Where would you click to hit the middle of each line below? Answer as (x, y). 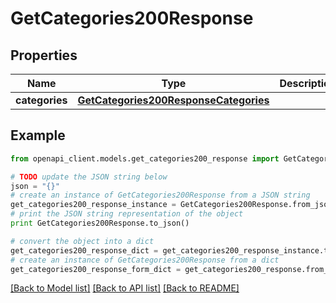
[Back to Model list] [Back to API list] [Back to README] (125, 288)
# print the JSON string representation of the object (127, 214)
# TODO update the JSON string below (89, 177)
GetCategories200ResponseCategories (173, 100)
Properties (44, 55)
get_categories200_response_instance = (93, 205)
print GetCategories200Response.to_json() (100, 223)
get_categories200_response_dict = (84, 250)
